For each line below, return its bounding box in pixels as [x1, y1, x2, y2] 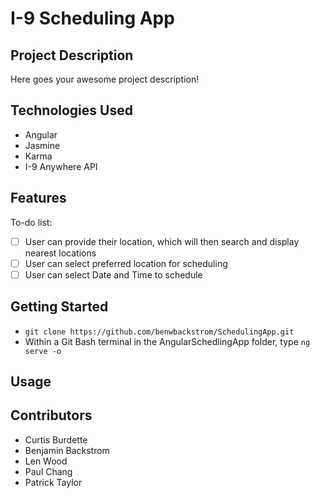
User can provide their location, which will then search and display [24, 235, 300, 247]
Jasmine [24, 139, 61, 151]
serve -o [24, 346, 62, 356]
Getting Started [10, 298, 109, 316]
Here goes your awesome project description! [10, 73, 200, 85]
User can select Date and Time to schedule [24, 268, 203, 281]
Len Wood [24, 455, 68, 467]
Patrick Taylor [24, 476, 83, 488]
